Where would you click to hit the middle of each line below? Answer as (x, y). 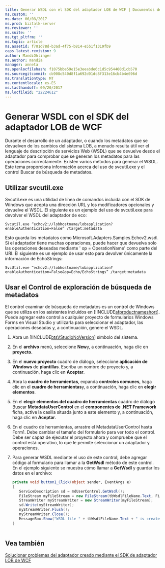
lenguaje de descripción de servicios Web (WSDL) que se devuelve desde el (82, 151)
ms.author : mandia (24, 60)
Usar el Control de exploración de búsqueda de (78, 287)
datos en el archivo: (32, 473)
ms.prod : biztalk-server (30, 23)
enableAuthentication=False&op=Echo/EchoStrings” (57, 272)
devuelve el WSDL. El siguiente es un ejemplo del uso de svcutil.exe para (79, 210)
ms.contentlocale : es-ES (30, 83)
